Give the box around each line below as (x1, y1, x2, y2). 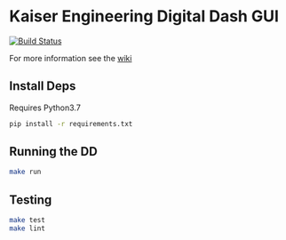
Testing (9, 192, 52, 207)
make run (9, 167, 42, 177)
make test (9, 216, 46, 225)
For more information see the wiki (9, 52, 132, 63)
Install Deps (9, 78, 76, 94)
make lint (9, 224, 46, 233)
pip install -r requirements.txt (9, 119, 133, 128)
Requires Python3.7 (9, 102, 82, 113)
